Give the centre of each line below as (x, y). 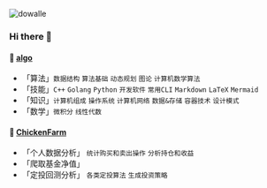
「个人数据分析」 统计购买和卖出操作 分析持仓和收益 (108, 153)
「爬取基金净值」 (53, 164)
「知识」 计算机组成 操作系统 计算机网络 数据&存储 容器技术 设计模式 (130, 101)
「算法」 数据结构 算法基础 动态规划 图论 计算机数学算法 (111, 79)
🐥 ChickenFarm (38, 132)
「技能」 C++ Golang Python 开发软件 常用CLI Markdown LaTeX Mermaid (140, 89)
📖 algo (21, 57)
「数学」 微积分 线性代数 (61, 111)
